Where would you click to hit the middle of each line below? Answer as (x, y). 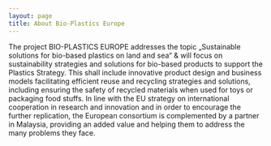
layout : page (30, 16)
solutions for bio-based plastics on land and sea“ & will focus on (116, 55)
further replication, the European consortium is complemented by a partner (134, 115)
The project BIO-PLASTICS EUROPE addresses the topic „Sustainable (125, 46)
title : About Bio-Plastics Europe (67, 24)
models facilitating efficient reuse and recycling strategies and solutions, (130, 81)
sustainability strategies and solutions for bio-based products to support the (136, 64)
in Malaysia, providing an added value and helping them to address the (127, 124)
